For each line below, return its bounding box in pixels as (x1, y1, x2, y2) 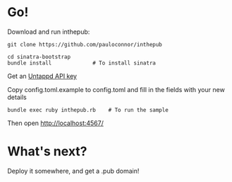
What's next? (7, 143, 87, 160)
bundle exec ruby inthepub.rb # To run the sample (7, 106, 169, 113)
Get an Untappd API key (7, 72, 78, 80)
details (7, 93, 27, 101)
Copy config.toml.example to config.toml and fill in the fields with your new (7, 85, 226, 93)
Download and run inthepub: (7, 27, 90, 36)
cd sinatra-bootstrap (7, 53, 71, 60)
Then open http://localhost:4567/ (7, 119, 104, 127)
